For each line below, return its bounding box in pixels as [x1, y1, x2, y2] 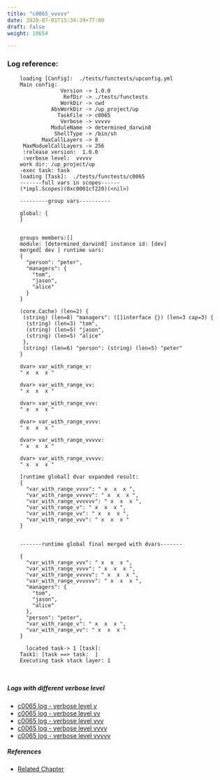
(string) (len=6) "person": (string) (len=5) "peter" [22, 344, 183, 351]
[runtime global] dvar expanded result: [20, 473, 139, 480]
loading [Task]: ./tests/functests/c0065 [20, 173, 145, 180]
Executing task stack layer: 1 [20, 657, 111, 664]
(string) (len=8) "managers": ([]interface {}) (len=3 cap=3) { [22, 314, 214, 321]
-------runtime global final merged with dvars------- [20, 541, 183, 548]
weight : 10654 [7, 29, 49, 37]
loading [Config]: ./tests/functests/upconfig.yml [20, 75, 173, 82]
